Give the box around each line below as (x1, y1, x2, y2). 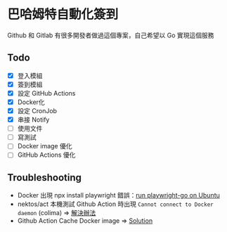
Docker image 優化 (17, 142, 72, 150)
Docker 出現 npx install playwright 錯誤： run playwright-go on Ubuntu (17, 191, 220, 200)
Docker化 (17, 98, 46, 106)
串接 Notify (17, 115, 50, 124)
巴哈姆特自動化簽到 (7, 6, 119, 22)
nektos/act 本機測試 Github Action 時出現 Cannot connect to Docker (17, 200, 214, 208)
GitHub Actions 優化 (17, 150, 76, 159)
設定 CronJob (17, 107, 58, 115)
